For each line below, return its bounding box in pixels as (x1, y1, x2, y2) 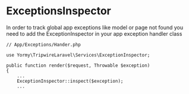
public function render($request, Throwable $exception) (6, 62, 150, 68)
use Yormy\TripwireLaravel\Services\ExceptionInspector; (6, 52, 150, 58)
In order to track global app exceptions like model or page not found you (6, 24, 184, 31)
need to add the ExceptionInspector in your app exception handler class (6, 30, 182, 37)
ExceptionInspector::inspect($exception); (17, 78, 124, 84)
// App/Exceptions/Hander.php (6, 42, 81, 48)
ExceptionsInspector (6, 4, 111, 18)
